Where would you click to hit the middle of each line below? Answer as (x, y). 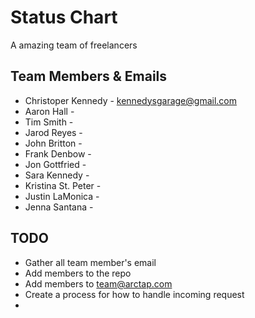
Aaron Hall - (49, 111)
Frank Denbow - (58, 153)
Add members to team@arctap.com (98, 283)
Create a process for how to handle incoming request (134, 294)
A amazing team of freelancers (74, 45)
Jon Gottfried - (55, 164)
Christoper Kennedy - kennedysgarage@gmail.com (130, 100)
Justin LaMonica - (62, 196)
